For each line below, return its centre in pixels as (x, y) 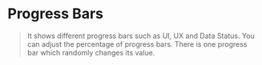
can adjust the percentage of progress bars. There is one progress (137, 44)
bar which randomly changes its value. (91, 52)
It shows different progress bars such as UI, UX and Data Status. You (141, 36)
